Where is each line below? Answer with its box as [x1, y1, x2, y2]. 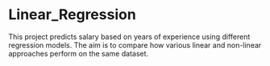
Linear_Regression [8, 6, 137, 24]
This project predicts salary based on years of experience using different [8, 32, 251, 41]
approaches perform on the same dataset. [8, 49, 149, 58]
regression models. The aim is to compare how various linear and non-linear [8, 40, 262, 49]
